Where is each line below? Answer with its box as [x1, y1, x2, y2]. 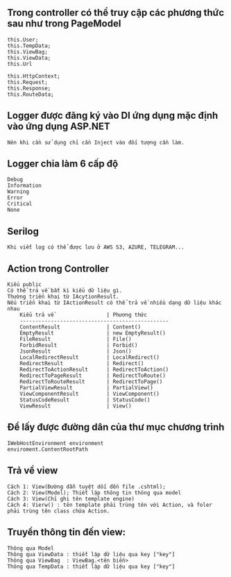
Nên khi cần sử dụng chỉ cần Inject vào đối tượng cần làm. [7, 139, 185, 146]
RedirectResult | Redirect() [19, 360, 144, 367]
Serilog [7, 225, 40, 237]
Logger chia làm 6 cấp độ [7, 158, 119, 170]
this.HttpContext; [7, 72, 60, 80]
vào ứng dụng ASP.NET [7, 121, 111, 133]
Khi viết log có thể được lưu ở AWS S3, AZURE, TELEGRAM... [7, 244, 185, 251]
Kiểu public [7, 281, 42, 288]
